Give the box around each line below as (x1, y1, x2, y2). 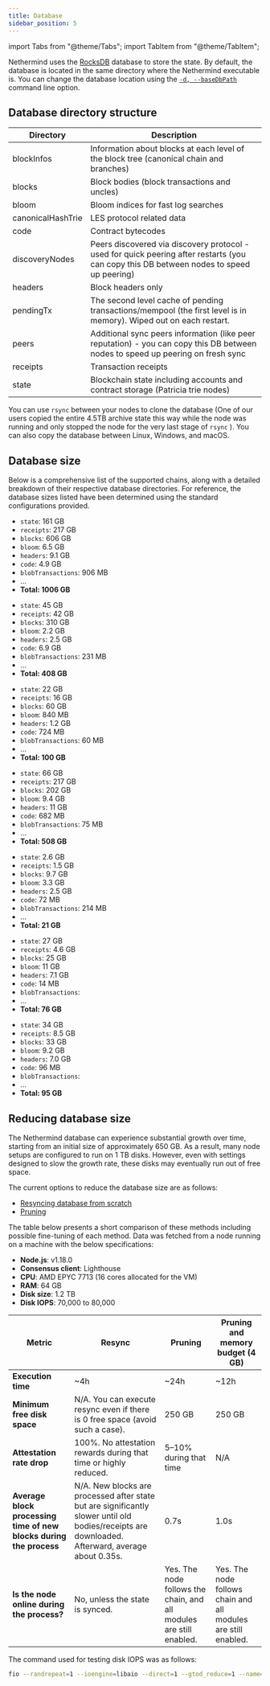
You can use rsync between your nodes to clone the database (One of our (8, 405, 253, 415)
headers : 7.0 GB (19, 1054, 72, 1064)
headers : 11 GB (19, 802, 67, 812)
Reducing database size (8, 1111, 131, 1126)
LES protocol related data (90, 212, 186, 224)
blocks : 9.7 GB (19, 869, 68, 879)
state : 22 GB (19, 684, 63, 694)
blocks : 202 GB (19, 786, 72, 795)
